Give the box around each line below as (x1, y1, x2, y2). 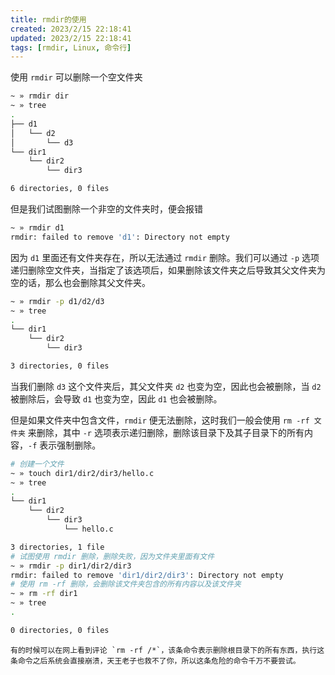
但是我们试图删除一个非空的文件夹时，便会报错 (10, 203, 203, 215)
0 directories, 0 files (10, 625, 110, 635)
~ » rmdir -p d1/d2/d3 (10, 296, 105, 306)
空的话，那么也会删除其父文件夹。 (10, 276, 151, 288)
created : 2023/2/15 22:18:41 (10, 24, 132, 34)
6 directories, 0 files (10, 184, 110, 194)
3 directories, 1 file (10, 542, 105, 552)
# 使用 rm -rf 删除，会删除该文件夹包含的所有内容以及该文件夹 (10, 579, 242, 590)
